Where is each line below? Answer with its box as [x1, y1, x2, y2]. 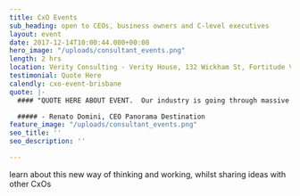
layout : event [9, 29, 62, 38]
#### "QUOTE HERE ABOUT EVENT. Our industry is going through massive [17, 95, 290, 105]
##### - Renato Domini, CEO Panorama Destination [17, 112, 205, 121]
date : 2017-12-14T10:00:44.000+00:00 [9, 37, 150, 47]
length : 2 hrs [9, 54, 62, 63]
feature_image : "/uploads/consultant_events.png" [9, 120, 198, 129]
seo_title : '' [9, 128, 62, 138]
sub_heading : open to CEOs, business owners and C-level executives [9, 21, 270, 30]
